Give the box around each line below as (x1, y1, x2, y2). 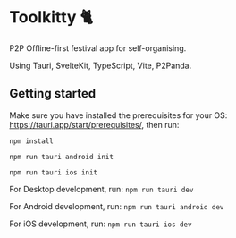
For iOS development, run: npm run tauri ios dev (9, 218, 192, 229)
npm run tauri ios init (9, 167, 98, 177)
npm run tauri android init (9, 152, 114, 161)
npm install (9, 136, 54, 146)
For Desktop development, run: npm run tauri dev (9, 183, 194, 194)
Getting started (9, 86, 97, 101)
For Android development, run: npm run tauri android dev (9, 200, 224, 211)
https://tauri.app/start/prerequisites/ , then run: (9, 119, 180, 130)
